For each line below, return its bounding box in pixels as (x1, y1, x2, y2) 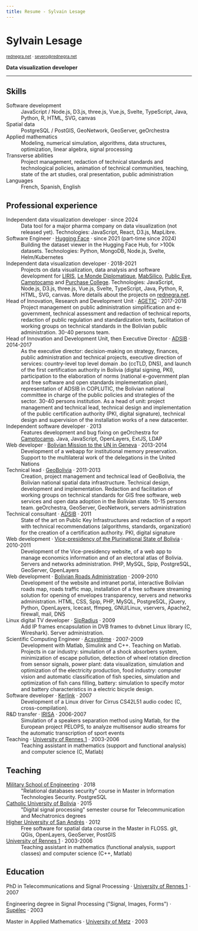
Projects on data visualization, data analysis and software (21, 266, 160, 273)
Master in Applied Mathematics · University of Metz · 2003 (6, 917, 148, 925)
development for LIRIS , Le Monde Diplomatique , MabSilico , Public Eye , (21, 272, 192, 280)
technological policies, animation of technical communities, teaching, (21, 164, 189, 171)
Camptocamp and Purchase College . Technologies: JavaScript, (21, 279, 174, 286)
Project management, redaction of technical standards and (21, 159, 164, 166)
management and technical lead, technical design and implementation (21, 404, 192, 411)
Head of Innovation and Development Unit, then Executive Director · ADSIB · (6, 335, 190, 342)
